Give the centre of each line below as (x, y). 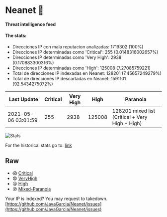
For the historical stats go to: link (39, 145)
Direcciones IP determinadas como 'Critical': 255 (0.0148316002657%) (85, 52)
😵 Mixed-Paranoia (32, 189)
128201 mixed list (134, 111)
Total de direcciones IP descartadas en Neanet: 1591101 (69, 78)
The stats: (16, 36)
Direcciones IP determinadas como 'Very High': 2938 (67, 57)
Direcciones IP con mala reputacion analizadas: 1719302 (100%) (78, 46)
